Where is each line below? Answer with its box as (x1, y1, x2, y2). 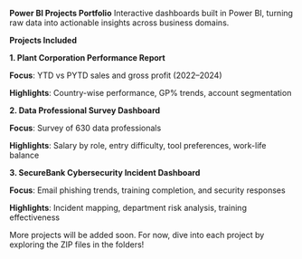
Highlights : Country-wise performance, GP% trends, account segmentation (9, 88, 292, 98)
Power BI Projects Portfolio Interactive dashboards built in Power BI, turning (9, 8, 294, 18)
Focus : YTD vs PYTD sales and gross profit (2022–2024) (9, 70, 223, 81)
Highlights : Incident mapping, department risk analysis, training (9, 203, 247, 213)
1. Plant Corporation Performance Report (9, 53, 165, 62)
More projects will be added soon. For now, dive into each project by (9, 230, 265, 240)
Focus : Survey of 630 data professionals (9, 122, 162, 133)
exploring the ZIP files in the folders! (9, 239, 145, 250)
